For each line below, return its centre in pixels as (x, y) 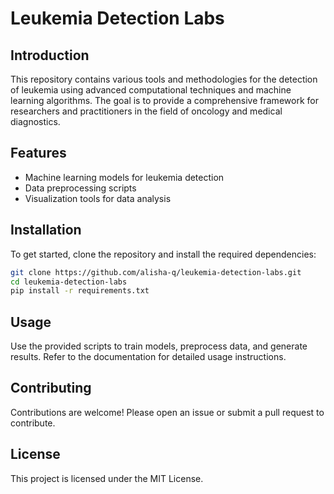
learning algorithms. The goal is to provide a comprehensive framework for (164, 100)
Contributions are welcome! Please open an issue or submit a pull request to (167, 412)
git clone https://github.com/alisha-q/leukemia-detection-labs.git (156, 272)
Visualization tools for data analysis (98, 198)
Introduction (50, 55)
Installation (46, 230)
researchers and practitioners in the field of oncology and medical (146, 111)
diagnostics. (35, 121)
